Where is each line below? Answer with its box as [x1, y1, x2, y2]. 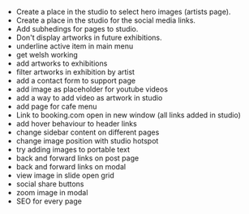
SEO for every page [15, 196, 83, 206]
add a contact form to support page [15, 76, 136, 85]
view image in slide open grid [15, 170, 115, 180]
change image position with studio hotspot [15, 136, 159, 145]
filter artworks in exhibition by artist [15, 67, 135, 76]
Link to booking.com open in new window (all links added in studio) [15, 110, 242, 120]
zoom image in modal [15, 188, 88, 197]
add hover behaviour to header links [15, 119, 138, 128]
